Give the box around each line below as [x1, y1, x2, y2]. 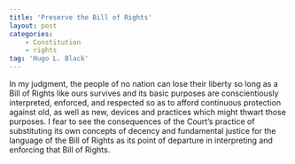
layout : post [9, 21, 58, 30]
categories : [9, 29, 53, 38]
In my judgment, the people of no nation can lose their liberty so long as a [9, 79, 278, 89]
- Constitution [25, 37, 82, 47]
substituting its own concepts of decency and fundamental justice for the [9, 126, 276, 136]
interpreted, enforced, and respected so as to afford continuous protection [9, 98, 282, 107]
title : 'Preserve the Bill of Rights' [9, 12, 152, 22]
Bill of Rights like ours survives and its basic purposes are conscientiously [9, 88, 279, 98]
